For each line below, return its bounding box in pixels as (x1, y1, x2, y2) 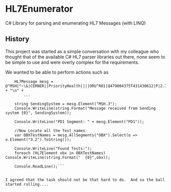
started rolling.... (5, 182, 49, 187)
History (5, 35, 30, 43)
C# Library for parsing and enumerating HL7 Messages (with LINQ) (5, 20, 146, 26)
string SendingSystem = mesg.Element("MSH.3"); (14, 101, 117, 106)
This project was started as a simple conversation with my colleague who (5, 48, 159, 54)
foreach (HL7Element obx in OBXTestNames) (14, 150, 106, 156)
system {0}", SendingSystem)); (5, 110, 72, 115)
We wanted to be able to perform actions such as (5, 69, 109, 75)
